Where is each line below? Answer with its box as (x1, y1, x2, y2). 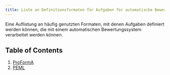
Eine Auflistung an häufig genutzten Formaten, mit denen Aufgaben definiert (5, 21, 164, 27)
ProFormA (12, 59, 34, 65)
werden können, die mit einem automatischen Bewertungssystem (5, 26, 142, 32)
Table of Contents (5, 46, 63, 55)
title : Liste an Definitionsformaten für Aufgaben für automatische (5, 7, 153, 12)
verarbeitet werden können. (5, 31, 63, 37)
